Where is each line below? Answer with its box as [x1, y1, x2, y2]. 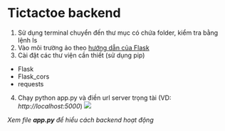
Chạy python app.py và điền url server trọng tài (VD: [17, 93, 172, 102]
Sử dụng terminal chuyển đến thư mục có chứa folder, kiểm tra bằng [17, 28, 219, 37]
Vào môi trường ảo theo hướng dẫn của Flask [17, 43, 150, 52]
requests [17, 79, 44, 88]
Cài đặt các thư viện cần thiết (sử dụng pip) [17, 51, 145, 59]
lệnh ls [17, 35, 38, 44]
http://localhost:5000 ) [17, 101, 83, 110]
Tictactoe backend [7, 5, 121, 21]
